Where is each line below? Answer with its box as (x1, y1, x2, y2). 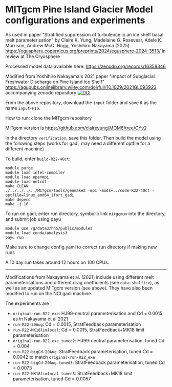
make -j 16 (5, 201, 29, 206)
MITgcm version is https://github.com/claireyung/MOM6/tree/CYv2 (5, 125, 147, 131)
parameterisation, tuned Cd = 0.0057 (12, 376, 91, 382)
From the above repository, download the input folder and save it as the (5, 99, 157, 106)
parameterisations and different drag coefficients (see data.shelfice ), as (5, 279, 160, 285)
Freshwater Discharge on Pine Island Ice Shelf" (5, 79, 105, 85)
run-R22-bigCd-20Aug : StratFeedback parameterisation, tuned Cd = (12, 348, 154, 355)
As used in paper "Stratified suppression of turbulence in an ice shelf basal (5, 31, 164, 37)
